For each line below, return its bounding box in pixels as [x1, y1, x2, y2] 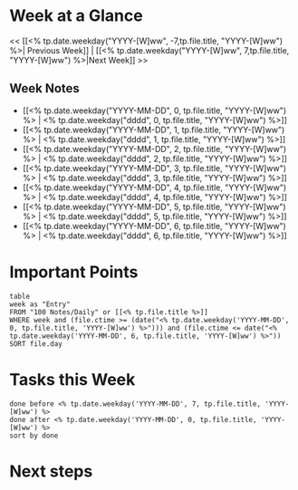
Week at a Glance [9, 5, 143, 26]
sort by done [9, 431, 59, 440]
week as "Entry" [9, 300, 71, 309]
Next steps [9, 461, 93, 481]
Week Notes [9, 81, 80, 96]
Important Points [9, 262, 139, 282]
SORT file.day [9, 339, 63, 349]
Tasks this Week [9, 369, 136, 389]
